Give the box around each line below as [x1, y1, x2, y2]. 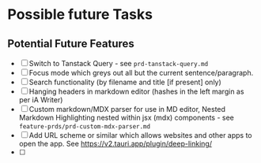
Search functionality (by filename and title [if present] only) [28, 77, 222, 87]
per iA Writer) [18, 95, 63, 104]
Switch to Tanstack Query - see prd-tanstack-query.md [28, 59, 209, 68]
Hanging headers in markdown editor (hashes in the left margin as [28, 87, 244, 96]
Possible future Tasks [7, 6, 153, 24]
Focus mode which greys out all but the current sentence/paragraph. [28, 69, 254, 77]
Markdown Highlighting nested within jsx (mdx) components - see [18, 113, 235, 122]
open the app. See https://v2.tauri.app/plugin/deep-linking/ [18, 139, 213, 148]
